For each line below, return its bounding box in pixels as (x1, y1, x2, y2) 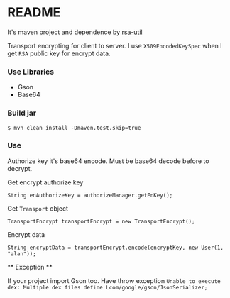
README (7, 4, 61, 21)
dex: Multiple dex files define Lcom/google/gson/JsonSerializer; (7, 284, 208, 291)
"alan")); (7, 250, 37, 258)
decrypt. (7, 164, 33, 172)
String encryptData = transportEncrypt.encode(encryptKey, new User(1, (7, 244, 224, 251)
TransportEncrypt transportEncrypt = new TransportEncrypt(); (7, 218, 195, 225)
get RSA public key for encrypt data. (7, 49, 111, 57)
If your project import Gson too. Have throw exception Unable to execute (7, 276, 221, 285)
